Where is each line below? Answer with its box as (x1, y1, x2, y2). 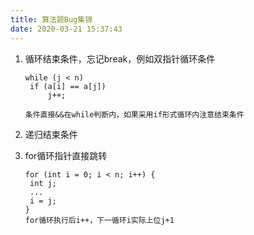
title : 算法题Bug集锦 (10, 14, 93, 25)
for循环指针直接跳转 (24, 149, 108, 161)
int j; (29, 178, 57, 188)
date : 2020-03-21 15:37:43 (10, 24, 123, 34)
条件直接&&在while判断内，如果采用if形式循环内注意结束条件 (24, 109, 245, 120)
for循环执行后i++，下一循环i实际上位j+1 (24, 215, 175, 225)
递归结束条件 (24, 128, 78, 140)
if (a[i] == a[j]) (29, 81, 107, 91)
